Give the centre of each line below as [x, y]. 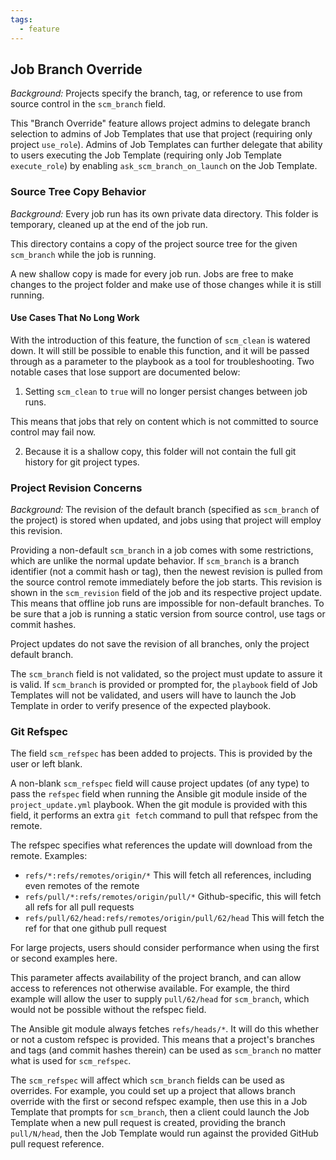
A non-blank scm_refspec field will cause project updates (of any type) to [160, 783]
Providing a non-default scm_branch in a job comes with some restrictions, [162, 550]
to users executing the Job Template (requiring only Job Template [146, 155]
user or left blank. [46, 764]
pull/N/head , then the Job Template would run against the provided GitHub [164, 1133]
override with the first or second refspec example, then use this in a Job [159, 1102]
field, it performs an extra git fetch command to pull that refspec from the [164, 815]
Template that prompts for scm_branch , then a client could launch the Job [160, 1112]
